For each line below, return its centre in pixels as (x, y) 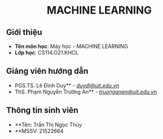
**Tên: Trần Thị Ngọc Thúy (48, 124)
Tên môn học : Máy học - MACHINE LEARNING (71, 46)
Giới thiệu (24, 32)
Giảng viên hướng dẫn (47, 71)
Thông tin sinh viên (42, 110)
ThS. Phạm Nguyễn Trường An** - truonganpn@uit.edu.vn (86, 92)
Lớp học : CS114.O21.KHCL (46, 53)
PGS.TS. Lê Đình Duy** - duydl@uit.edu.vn (67, 85)
